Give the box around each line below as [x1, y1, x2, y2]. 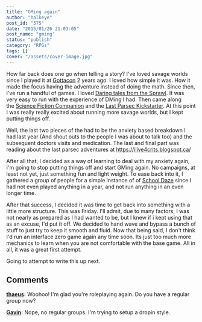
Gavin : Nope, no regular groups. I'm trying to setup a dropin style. [6, 309, 171, 316]
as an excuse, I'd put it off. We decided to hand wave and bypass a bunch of [6, 220, 197, 228]
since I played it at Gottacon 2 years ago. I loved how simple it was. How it [6, 76, 191, 84]
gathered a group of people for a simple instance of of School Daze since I [6, 176, 192, 184]
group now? [6, 297, 36, 305]
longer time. [6, 189, 36, 196]
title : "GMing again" [6, 8, 61, 15]
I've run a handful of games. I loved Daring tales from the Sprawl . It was [6, 89, 185, 96]
